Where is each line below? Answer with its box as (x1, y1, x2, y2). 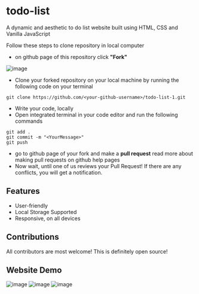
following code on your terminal (14, 82, 93, 90)
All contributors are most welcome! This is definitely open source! (6, 247, 169, 255)
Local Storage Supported (14, 208, 77, 215)
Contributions (6, 232, 59, 242)
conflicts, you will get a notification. (14, 169, 103, 176)
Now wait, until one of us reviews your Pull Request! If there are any (14, 162, 182, 169)
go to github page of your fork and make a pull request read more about (14, 150, 193, 157)
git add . (6, 129, 31, 135)
